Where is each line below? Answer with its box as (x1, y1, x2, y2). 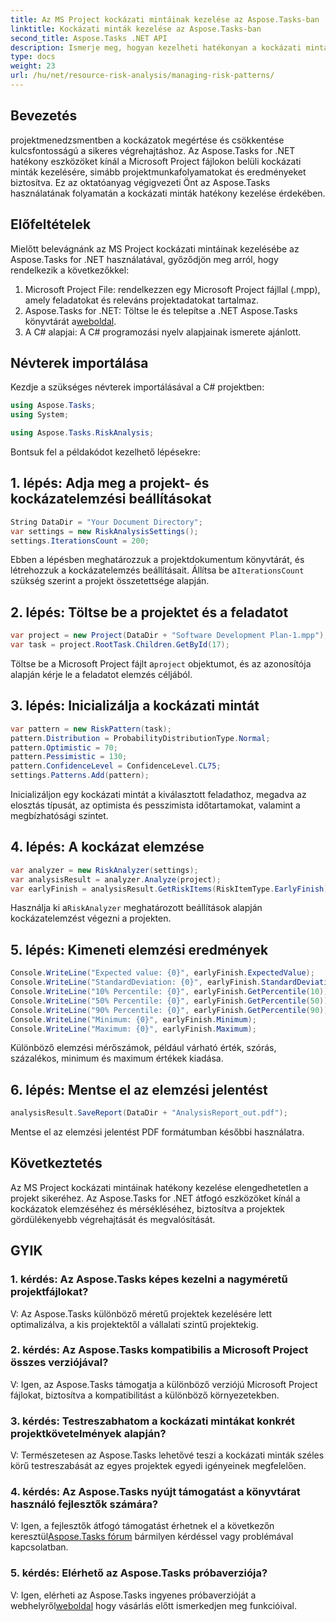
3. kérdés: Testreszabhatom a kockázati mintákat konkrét (10, 1414, 296, 1428)
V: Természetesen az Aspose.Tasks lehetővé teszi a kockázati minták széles (10, 1449, 325, 1461)
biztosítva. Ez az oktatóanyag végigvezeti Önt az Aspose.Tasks (10, 176, 271, 188)
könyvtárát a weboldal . (24, 315, 117, 327)
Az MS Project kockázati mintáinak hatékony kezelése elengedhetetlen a (10, 1181, 309, 1193)
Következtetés (10, 1155, 103, 1172)
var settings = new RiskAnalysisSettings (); (10, 526, 199, 536)
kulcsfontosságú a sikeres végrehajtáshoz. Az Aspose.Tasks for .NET (10, 144, 296, 156)
